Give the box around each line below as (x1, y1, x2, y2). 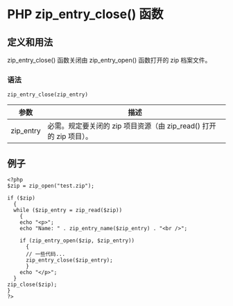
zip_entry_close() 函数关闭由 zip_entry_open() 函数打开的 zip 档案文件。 (7, 56, 212, 64)
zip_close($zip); (7, 281, 58, 289)
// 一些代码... (25, 251, 66, 258)
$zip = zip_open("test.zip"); (7, 182, 95, 190)
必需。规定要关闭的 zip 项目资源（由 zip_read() (47, 121, 201, 131)
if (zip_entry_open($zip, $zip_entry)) (19, 237, 135, 244)
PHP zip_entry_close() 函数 (7, 6, 164, 22)
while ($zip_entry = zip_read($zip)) (13, 207, 123, 214)
